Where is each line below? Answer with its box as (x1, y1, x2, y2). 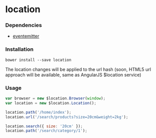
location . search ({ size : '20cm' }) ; (5, 123, 83, 129)
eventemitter (12, 33, 40, 39)
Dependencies (5, 22, 42, 29)
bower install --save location (5, 57, 72, 62)
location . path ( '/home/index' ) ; (5, 110, 72, 115)
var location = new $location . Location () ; (5, 100, 97, 106)
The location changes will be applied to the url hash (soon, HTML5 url (5, 66, 151, 72)
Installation (5, 46, 34, 53)
